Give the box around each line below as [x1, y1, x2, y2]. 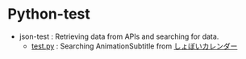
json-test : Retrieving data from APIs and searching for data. [19, 32, 219, 41]
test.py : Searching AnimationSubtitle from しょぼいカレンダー [31, 41, 238, 51]
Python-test [7, 5, 90, 23]
